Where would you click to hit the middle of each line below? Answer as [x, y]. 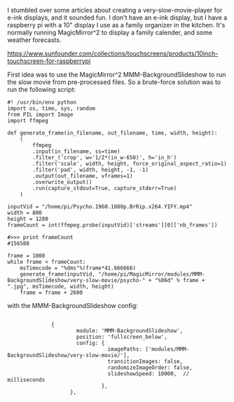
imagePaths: [125, 349]
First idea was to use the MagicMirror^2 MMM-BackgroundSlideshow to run [117, 74]
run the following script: [41, 89]
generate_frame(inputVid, [58, 274]
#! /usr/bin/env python [42, 102]
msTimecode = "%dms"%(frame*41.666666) [78, 268]
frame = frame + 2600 [51, 293]
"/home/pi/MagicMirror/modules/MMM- [151, 274]
